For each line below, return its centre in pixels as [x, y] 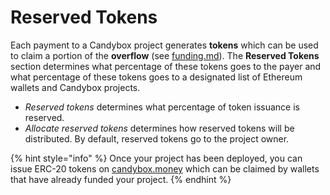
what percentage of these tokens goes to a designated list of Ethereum [156, 77]
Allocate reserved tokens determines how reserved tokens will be [159, 128]
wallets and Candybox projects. [75, 87]
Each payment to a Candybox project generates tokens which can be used [164, 45]
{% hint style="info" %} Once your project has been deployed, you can [156, 158]
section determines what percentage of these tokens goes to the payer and [166, 66]
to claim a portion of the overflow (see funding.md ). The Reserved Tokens [165, 55]
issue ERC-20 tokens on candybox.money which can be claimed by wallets [165, 168]
